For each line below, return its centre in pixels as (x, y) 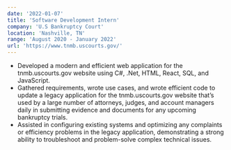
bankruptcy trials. (42, 117)
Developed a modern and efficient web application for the (100, 66)
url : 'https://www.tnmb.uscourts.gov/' (65, 46)
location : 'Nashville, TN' (46, 33)
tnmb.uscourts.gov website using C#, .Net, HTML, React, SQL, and (113, 73)
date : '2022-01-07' (35, 14)
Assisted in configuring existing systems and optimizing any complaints (120, 125)
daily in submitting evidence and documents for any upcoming (107, 110)
